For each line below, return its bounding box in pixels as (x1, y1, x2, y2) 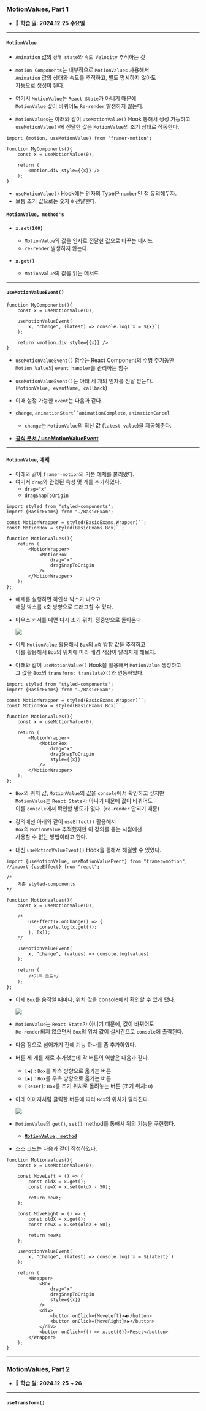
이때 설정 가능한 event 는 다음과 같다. (15, 396, 103, 404)
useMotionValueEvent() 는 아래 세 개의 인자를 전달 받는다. (15, 377, 153, 385)
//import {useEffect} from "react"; (6, 864, 100, 870)
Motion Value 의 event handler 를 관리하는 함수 (15, 364, 129, 371)
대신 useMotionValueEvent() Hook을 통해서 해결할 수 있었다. (15, 846, 162, 854)
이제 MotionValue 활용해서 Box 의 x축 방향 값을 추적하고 (15, 640, 146, 648)
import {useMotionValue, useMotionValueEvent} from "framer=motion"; (6, 858, 188, 865)
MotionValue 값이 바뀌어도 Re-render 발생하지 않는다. (15, 102, 144, 109)
